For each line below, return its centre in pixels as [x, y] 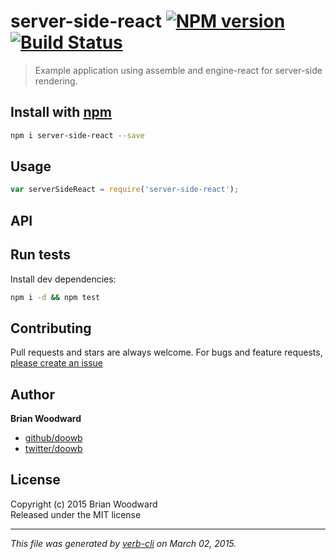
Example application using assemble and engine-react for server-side [178, 70]
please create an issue [57, 363]
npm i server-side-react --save [77, 135]
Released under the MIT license [76, 514]
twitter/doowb [53, 449]
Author [32, 394]
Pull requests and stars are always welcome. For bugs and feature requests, [166, 352]
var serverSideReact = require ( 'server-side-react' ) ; [125, 190]
